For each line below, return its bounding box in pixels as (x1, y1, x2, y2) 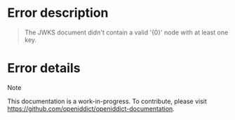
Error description (7, 5, 109, 21)
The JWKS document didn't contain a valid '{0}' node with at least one (24, 28, 229, 36)
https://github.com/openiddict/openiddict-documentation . (7, 104, 175, 113)
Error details (7, 60, 81, 76)
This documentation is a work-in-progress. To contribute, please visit (7, 97, 207, 105)
